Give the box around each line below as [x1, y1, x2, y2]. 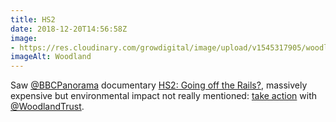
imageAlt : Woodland [10, 52, 92, 62]
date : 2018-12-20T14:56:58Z [10, 24, 128, 34]
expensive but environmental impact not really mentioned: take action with [10, 90, 318, 102]
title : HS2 [10, 14, 56, 25]
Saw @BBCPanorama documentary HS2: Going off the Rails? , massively [10, 79, 308, 91]
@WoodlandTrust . [10, 101, 85, 113]
